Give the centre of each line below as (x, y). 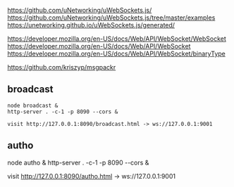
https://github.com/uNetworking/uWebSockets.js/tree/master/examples (111, 18)
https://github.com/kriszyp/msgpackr (62, 67)
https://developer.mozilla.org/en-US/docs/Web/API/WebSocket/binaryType (116, 53)
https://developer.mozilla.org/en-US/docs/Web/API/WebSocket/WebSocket (117, 39)
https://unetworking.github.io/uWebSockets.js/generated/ (91, 25)
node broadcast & (33, 105)
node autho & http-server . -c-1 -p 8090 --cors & (78, 162)
